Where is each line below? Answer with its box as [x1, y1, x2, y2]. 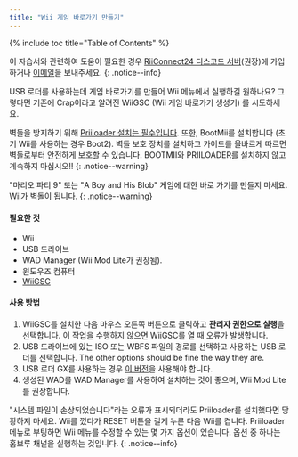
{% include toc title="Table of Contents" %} [9, 37, 170, 48]
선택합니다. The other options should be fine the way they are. [38, 353, 265, 363]
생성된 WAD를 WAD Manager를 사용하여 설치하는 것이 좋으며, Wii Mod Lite [21, 375, 286, 386]
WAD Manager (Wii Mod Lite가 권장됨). [21, 255, 163, 265]
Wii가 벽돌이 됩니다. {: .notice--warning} [9, 191, 153, 201]
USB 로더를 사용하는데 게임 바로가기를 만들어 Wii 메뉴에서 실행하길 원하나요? [9, 86, 276, 96]
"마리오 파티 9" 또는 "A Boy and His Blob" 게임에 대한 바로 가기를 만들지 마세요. [9, 179, 288, 190]
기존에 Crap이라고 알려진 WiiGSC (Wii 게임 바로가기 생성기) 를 [32, 97, 250, 108]
